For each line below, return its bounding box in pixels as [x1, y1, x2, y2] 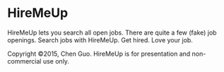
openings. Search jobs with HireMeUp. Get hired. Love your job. [7, 35, 193, 44]
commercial [7, 56, 42, 65]
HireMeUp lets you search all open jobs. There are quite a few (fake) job [7, 28, 217, 37]
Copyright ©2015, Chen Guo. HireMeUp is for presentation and [7, 49, 191, 58]
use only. [42, 56, 69, 65]
